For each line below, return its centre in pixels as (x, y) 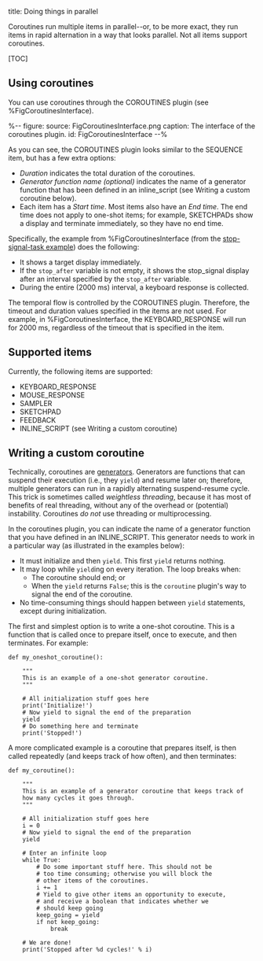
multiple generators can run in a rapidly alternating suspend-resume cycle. (129, 489)
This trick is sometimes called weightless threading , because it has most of (130, 497)
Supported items (50, 352)
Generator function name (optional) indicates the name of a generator (133, 181)
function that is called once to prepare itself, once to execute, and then (122, 635)
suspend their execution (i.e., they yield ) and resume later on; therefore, (125, 480)
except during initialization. (63, 611)
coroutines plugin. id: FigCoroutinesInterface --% (88, 134)
